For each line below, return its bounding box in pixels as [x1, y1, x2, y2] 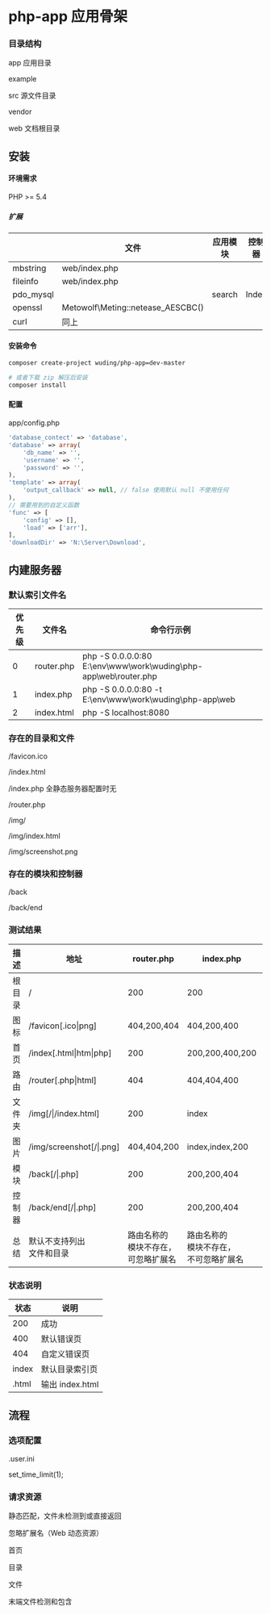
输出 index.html [40, 1379, 99, 1390]
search [211, 289, 238, 300]
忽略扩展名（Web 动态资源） [8, 1528, 103, 1538]
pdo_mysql [12, 289, 54, 300]
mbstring [12, 263, 47, 274]
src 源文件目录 [8, 90, 56, 101]
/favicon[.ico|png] [28, 1020, 98, 1031]
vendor [8, 107, 32, 117]
